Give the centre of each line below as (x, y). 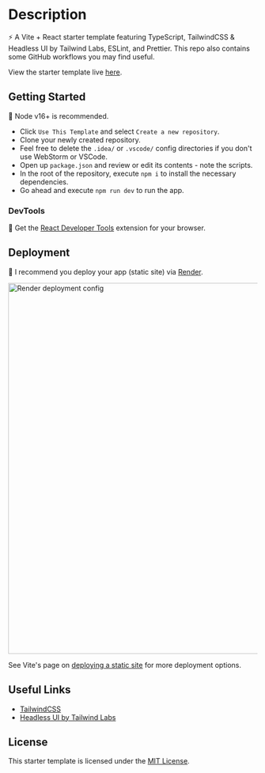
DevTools (26, 210)
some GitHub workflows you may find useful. (82, 56)
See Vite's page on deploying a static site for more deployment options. (125, 665)
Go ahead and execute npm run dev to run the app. (102, 190)
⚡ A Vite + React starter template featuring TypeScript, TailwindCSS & (121, 36)
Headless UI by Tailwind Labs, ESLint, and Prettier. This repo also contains (129, 48)
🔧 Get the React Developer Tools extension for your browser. (107, 228)
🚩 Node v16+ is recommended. (59, 116)
